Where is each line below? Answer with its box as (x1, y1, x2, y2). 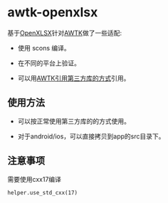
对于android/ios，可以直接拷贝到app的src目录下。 (17, 132, 165, 141)
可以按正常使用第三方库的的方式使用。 (17, 116, 130, 125)
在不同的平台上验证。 (17, 58, 80, 67)
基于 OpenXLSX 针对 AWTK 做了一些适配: (7, 28, 122, 37)
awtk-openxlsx (7, 4, 98, 21)
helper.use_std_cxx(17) (7, 189, 78, 196)
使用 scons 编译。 (17, 43, 71, 52)
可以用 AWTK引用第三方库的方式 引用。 (17, 74, 130, 82)
